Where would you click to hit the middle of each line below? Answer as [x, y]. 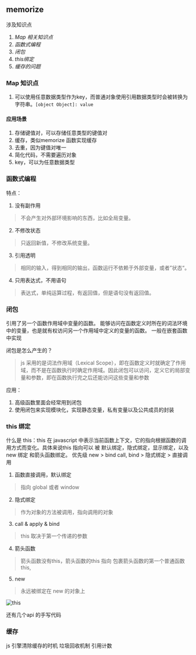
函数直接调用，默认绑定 [43, 475]
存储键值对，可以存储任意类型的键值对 [61, 133]
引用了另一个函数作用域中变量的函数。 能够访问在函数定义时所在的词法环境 [97, 323]
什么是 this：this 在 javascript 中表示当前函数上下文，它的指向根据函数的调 [96, 440]
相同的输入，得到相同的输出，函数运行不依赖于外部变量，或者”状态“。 [105, 268]
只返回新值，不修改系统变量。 [56, 242]
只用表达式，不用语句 [40, 280]
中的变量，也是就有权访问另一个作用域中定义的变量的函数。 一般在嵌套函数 [97, 330]
